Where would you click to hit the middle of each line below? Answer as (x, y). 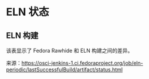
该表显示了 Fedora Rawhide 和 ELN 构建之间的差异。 (70, 51)
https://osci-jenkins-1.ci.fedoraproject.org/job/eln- (82, 63)
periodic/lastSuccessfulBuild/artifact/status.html (65, 70)
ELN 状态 (28, 12)
